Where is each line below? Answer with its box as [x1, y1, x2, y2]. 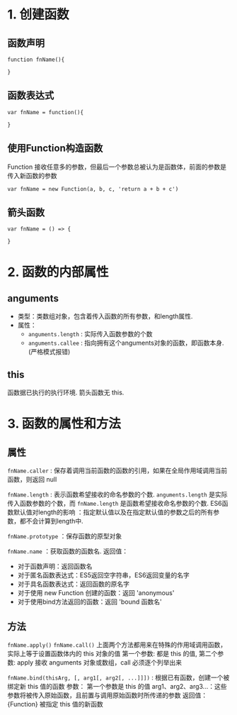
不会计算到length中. [25, 517, 83, 526]
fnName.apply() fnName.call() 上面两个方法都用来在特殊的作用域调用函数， [7, 641, 227, 649]
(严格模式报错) [28, 348, 71, 356]
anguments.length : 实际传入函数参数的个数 [28, 330, 154, 338]
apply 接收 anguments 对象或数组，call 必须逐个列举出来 [16, 658, 183, 667]
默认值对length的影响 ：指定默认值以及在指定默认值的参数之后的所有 [13, 508, 214, 516]
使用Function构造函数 [7, 143, 103, 155]
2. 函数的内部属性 [7, 264, 109, 280]
